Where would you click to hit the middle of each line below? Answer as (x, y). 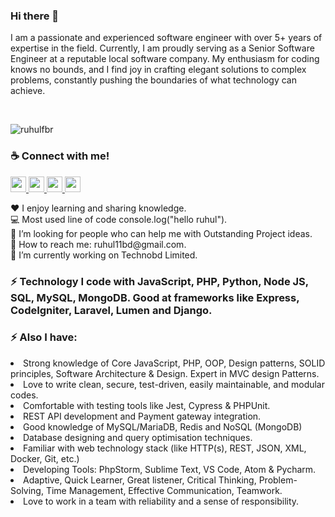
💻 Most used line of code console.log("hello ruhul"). (119, 219)
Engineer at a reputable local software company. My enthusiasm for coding (165, 59)
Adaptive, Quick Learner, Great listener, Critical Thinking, (140, 480)
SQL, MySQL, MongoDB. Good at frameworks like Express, (155, 297)
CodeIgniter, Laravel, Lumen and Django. (111, 310)
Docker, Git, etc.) (45, 458)
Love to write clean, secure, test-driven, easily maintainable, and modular (174, 384)
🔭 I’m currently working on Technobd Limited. (104, 255)
